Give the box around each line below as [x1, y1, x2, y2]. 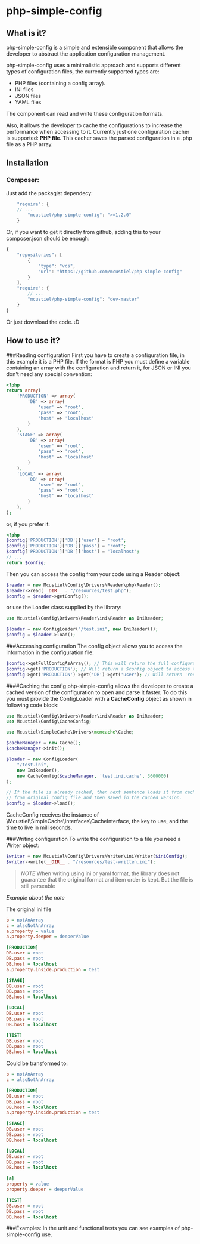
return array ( [6, 387, 42, 393]
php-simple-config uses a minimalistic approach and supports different [6, 61, 182, 69]
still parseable [20, 882, 55, 889]
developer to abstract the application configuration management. [6, 50, 166, 57]
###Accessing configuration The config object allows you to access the [6, 643, 183, 649]
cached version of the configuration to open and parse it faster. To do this [6, 688, 187, 696]
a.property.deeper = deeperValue [6, 934, 89, 940]
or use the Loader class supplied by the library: [6, 604, 122, 611]
